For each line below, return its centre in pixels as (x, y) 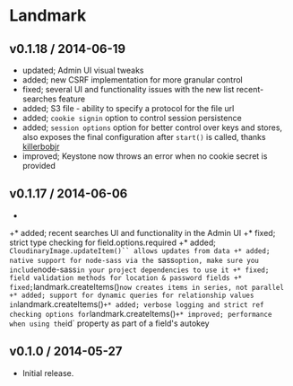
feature (72, 99)
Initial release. (48, 373)
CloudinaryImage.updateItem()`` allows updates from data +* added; (140, 251)
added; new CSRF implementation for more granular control (133, 80)
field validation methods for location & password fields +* (126, 278)
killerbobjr (41, 146)
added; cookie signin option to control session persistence (132, 118)
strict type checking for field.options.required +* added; (113, 242)
